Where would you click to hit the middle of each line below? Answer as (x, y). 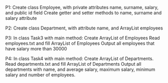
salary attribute (21, 18)
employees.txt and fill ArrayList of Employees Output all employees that (80, 43)
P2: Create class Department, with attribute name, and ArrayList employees (84, 28)
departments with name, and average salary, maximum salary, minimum (80, 69)
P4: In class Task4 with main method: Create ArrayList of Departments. (79, 59)
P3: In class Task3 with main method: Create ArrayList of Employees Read (82, 38)
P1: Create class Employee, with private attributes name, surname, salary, (82, 7)
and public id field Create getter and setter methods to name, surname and (83, 13)
